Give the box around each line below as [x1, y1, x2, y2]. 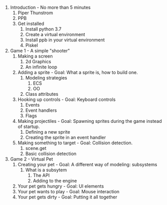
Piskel [25, 42, 38, 48]
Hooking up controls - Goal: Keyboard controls [17, 96, 116, 102]
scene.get [25, 145, 47, 151]
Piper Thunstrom [17, 10, 53, 16]
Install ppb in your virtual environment [25, 37, 105, 43]
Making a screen [17, 53, 53, 59]
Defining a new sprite [25, 129, 70, 135]
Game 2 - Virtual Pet [10, 156, 53, 162]
